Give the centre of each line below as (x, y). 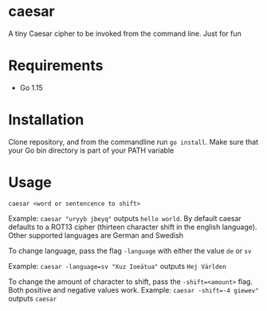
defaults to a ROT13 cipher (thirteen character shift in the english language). (133, 227)
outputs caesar (33, 298)
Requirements (56, 66)
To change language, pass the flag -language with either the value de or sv (130, 251)
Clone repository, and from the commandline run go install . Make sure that (133, 142)
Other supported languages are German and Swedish (96, 235)
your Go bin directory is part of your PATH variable (91, 150)
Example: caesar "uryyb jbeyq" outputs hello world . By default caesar (125, 218)
